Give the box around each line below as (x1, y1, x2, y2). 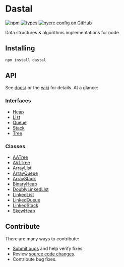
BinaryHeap (12, 181, 38, 187)
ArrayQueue (12, 170, 38, 176)
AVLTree (12, 160, 30, 166)
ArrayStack (12, 176, 36, 182)
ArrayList (12, 165, 32, 171)
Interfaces (5, 97, 31, 104)
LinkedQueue (12, 197, 41, 203)
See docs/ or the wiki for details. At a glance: (5, 85, 98, 91)
